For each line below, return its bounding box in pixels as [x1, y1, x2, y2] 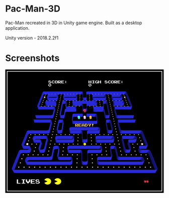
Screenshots [5, 52, 60, 64]
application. [5, 25, 30, 31]
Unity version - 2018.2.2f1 [5, 35, 59, 41]
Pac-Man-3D [5, 3, 60, 15]
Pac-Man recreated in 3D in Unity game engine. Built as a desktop [5, 20, 142, 26]
